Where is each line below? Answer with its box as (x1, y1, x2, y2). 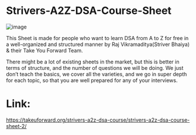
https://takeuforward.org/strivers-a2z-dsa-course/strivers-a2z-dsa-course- (6, 116, 190, 123)
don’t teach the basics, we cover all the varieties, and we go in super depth (6, 70, 187, 77)
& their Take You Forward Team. (6, 47, 83, 54)
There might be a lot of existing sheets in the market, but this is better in (6, 58, 180, 65)
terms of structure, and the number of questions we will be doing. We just (6, 64, 184, 71)
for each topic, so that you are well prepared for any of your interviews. (6, 77, 178, 84)
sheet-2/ (6, 122, 27, 129)
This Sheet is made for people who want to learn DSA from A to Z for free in (6, 34, 189, 41)
